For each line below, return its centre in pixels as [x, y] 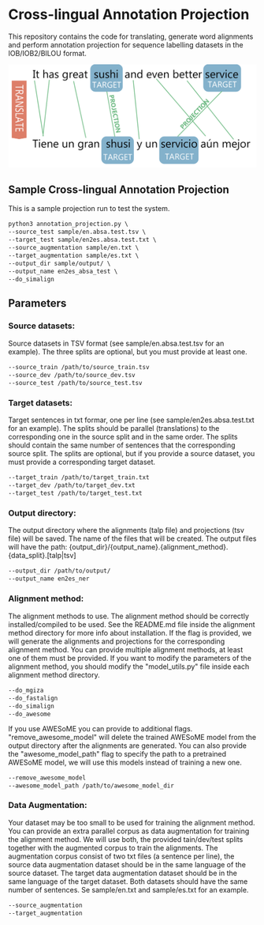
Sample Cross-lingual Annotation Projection [119, 189]
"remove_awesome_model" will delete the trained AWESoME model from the [132, 737]
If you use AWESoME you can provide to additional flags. [100, 728]
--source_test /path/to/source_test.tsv [76, 383]
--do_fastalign [33, 698]
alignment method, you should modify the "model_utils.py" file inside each [129, 666]
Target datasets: [41, 402]
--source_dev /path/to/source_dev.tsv [72, 375]
